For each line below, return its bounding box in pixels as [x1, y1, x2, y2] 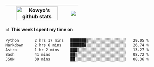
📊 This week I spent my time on [5, 27, 73, 32]
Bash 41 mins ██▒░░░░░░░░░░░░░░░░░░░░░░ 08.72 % [5, 52, 149, 57]
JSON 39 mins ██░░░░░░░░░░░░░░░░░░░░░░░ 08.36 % [5, 57, 149, 62]
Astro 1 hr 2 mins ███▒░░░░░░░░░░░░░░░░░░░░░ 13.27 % [5, 47, 149, 52]
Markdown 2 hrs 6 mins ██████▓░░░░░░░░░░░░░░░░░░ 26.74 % [5, 42, 149, 48]
